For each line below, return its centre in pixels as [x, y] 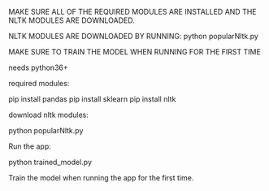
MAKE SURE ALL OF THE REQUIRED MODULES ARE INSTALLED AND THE [132, 12]
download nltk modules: [49, 115]
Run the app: [30, 146]
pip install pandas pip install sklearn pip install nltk [92, 99]
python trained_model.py [50, 162]
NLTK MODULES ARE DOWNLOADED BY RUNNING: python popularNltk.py [133, 36]
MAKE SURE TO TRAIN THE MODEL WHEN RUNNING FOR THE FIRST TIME [135, 52]
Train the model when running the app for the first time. [101, 178]
